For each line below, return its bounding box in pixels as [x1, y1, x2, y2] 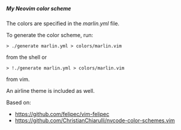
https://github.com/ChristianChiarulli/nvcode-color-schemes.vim [14, 117, 175, 124]
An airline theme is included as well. [6, 87, 95, 94]
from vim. [6, 75, 30, 83]
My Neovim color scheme [6, 5, 71, 12]
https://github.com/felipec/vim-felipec [14, 110, 110, 117]
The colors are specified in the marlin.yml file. [6, 20, 120, 27]
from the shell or [6, 53, 47, 61]
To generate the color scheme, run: [6, 31, 93, 38]
